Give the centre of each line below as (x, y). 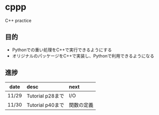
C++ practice (18, 20)
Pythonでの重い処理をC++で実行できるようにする (62, 50)
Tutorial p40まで (45, 105)
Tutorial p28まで (45, 96)
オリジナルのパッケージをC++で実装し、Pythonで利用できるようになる (83, 56)
